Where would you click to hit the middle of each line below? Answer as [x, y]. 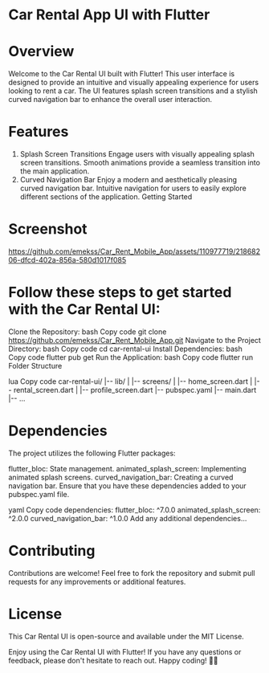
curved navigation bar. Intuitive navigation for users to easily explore [133, 188]
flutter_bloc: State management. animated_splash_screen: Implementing [127, 468]
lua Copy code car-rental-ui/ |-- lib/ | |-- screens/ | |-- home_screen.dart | [130, 381]
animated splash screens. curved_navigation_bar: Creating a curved [121, 477]
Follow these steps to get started [120, 293]
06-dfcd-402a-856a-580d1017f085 [67, 260]
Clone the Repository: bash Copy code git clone [88, 332]
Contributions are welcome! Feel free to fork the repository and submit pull [132, 573]
